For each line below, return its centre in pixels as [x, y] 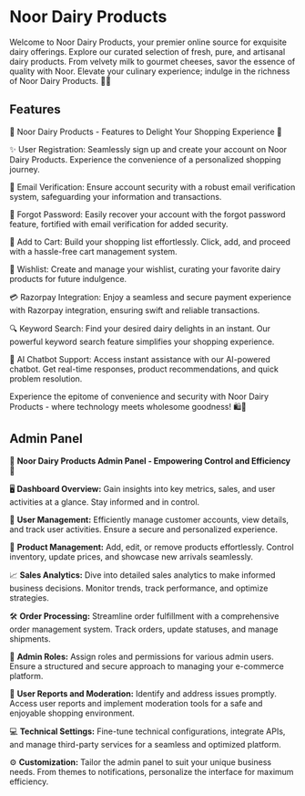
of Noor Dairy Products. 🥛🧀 [61, 80]
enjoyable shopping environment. [72, 713]
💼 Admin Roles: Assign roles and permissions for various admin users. [142, 656]
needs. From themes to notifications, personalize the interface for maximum [152, 771]
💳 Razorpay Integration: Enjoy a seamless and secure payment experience [150, 297]
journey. [25, 169]
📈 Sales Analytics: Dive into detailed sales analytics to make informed [142, 575]
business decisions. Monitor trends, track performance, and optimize [139, 588]
